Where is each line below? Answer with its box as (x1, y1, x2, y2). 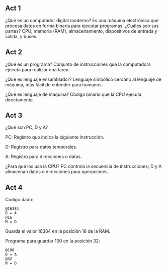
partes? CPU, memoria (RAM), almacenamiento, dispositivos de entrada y (5, 28, 157, 34)
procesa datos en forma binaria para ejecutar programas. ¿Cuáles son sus (5, 23, 159, 29)
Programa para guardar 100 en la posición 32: (5, 238, 101, 244)
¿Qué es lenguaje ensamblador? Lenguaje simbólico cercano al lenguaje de (5, 76, 162, 82)
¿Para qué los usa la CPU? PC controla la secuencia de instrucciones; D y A (5, 163, 162, 170)
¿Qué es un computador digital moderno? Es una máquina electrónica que (5, 17, 159, 23)
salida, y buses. (5, 33, 38, 39)
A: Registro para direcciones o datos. (5, 154, 82, 160)
